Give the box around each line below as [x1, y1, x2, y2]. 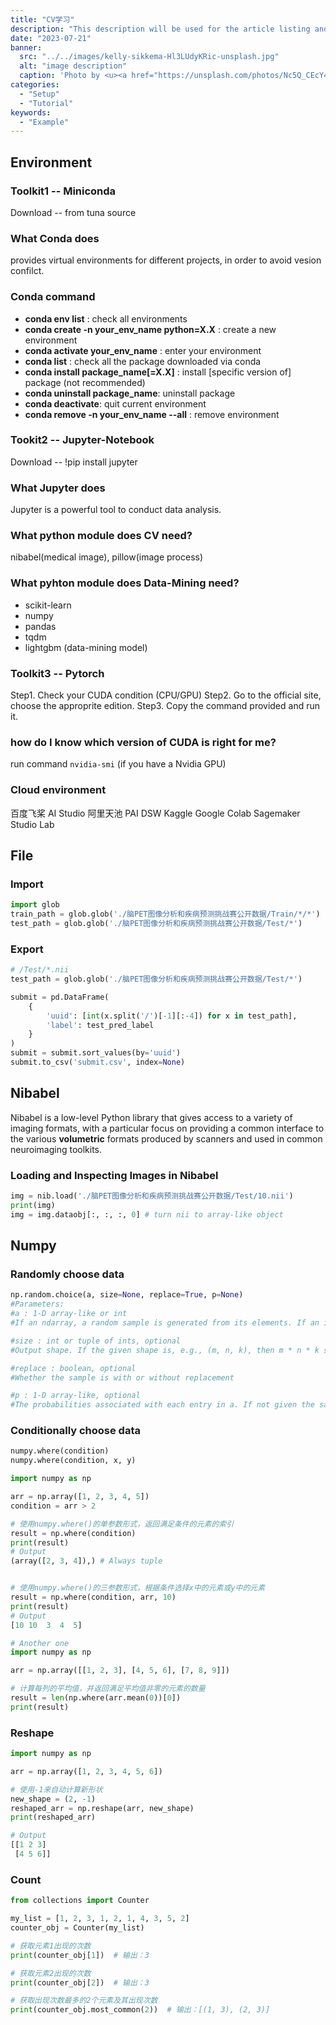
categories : [10, 80, 60, 90]
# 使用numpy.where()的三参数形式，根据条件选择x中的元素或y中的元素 [10, 1583, 266, 1593]
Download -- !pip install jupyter [10, 456, 138, 468]
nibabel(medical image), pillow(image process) [10, 551, 204, 563]
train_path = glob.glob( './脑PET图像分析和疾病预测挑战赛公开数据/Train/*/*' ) [10, 909, 321, 920]
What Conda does [10, 231, 100, 245]
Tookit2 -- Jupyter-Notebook [10, 433, 155, 447]
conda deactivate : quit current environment [24, 397, 207, 410]
